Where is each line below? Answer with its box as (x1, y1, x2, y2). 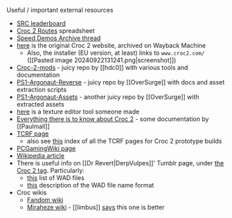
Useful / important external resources (6, 6, 114, 14)
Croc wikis (16, 188, 47, 197)
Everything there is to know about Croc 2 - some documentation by (16, 115, 209, 123)
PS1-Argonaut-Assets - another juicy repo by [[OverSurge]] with (16, 93, 199, 101)
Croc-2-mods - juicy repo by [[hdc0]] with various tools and (16, 64, 188, 71)
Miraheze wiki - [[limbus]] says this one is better (26, 203, 166, 211)
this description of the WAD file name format (26, 181, 154, 189)
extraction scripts (16, 86, 67, 93)
